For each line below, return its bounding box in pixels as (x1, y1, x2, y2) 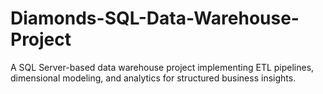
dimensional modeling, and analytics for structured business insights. (10, 72, 297, 84)
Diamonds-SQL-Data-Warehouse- (10, 7, 300, 30)
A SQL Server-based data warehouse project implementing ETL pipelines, (10, 61, 315, 73)
